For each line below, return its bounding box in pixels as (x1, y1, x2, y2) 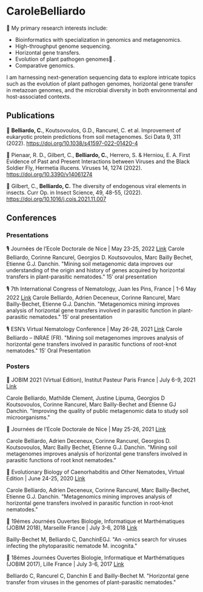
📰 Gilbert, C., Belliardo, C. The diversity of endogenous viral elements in (6, 182, 187, 189)
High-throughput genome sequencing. (15, 42, 111, 50)
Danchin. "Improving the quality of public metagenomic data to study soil (6, 407, 189, 414)
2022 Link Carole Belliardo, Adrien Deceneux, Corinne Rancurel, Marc (6, 294, 181, 301)
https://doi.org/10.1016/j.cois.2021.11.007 (6, 195, 107, 203)
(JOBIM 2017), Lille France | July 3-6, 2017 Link (6, 560, 124, 568)
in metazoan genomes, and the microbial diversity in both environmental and (6, 86, 198, 93)
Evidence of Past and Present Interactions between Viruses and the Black (6, 158, 190, 165)
